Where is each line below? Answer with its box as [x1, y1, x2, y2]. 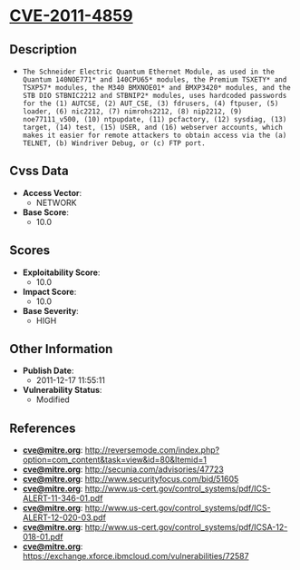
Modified [35, 394, 70, 405]
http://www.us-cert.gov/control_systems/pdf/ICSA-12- [84, 522, 288, 533]
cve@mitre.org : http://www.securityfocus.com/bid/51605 [22, 474, 239, 485]
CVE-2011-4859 [9, 5, 133, 26]
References [9, 420, 76, 436]
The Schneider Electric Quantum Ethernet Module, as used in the [22, 67, 275, 76]
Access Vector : [22, 187, 82, 198]
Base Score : [22, 206, 70, 218]
